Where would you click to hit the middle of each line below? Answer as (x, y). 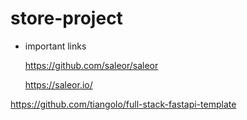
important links (55, 46)
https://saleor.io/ (58, 84)
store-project (66, 18)
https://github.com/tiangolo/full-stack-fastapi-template (123, 104)
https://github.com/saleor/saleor (91, 65)
